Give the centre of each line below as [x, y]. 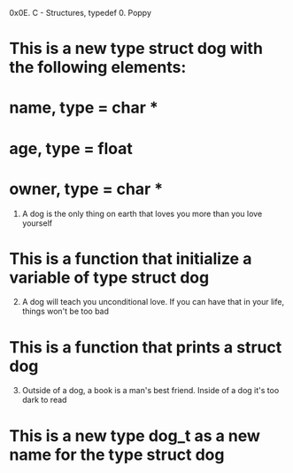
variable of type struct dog [109, 277]
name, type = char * [84, 108]
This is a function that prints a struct [146, 347]
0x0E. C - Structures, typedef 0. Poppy [81, 13]
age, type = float [71, 148]
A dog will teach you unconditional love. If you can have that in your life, [153, 302]
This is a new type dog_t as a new [135, 435]
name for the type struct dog [117, 454]
